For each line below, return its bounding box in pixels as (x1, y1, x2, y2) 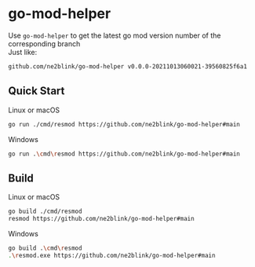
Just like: (8, 47, 38, 57)
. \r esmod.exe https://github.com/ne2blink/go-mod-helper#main (8, 251, 216, 259)
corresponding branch (8, 38, 81, 48)
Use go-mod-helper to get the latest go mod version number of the (8, 31, 221, 40)
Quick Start (8, 84, 65, 98)
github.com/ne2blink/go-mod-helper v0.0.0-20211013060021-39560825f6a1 (8, 62, 247, 71)
